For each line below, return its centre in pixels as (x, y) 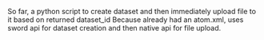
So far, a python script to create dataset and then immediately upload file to (132, 11)
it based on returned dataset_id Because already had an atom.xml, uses (126, 20)
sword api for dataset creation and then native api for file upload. (114, 28)
